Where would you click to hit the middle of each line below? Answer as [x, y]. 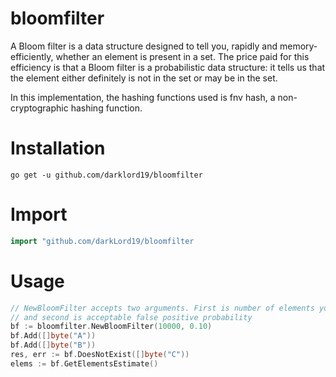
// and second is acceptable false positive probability [131, 317]
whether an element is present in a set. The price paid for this [182, 56]
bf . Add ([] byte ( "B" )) [53, 345]
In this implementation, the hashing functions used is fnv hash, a [143, 97]
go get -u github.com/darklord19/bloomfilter [106, 175]
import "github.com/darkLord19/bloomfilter [102, 241]
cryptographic [39, 108]
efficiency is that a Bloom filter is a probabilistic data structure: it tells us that [168, 67]
